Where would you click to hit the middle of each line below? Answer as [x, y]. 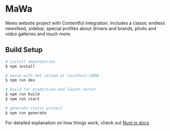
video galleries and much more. [38, 34]
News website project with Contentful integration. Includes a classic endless [85, 23]
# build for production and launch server [51, 90]
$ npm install [20, 66]
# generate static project [34, 108]
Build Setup [24, 50]
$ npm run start [22, 99]
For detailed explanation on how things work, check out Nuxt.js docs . [78, 122]
